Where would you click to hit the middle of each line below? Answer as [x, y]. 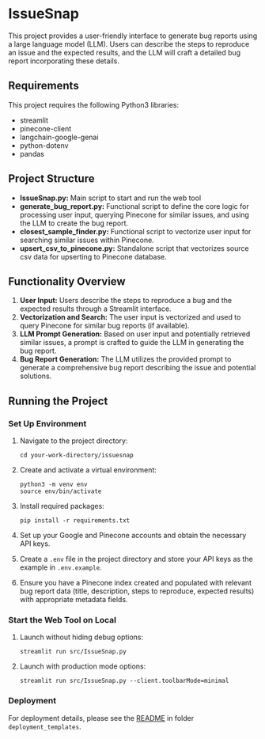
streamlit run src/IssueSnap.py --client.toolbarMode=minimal [124, 681]
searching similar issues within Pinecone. [87, 240]
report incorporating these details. [64, 61]
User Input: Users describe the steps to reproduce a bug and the [125, 301]
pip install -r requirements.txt [75, 521]
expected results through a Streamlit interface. [95, 309]
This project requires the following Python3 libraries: [94, 104]
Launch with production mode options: [83, 666]
